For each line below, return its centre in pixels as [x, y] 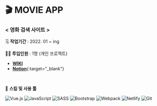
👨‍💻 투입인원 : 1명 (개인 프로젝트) [36, 53]
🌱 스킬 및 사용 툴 [21, 89]
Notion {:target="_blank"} [38, 69]
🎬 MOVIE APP [34, 10]
